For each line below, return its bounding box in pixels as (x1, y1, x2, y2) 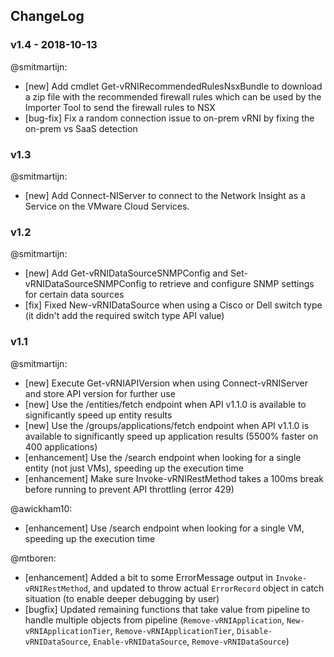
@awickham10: (10, 502, 73, 514)
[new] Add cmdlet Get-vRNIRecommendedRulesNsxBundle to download (24, 80, 323, 92)
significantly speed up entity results (24, 409, 173, 421)
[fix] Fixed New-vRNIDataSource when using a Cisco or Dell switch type (24, 299, 323, 311)
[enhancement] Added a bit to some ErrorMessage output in (24, 571, 273, 583)
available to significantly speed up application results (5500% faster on (24, 430, 319, 442)
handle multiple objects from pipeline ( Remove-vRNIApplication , (24, 614, 285, 626)
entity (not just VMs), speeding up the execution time (24, 462, 244, 474)
